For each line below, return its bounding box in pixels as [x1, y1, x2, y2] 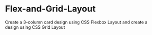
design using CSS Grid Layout [5, 24, 65, 30]
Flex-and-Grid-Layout [5, 3, 96, 14]
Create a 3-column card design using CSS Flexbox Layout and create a [5, 19, 148, 25]
